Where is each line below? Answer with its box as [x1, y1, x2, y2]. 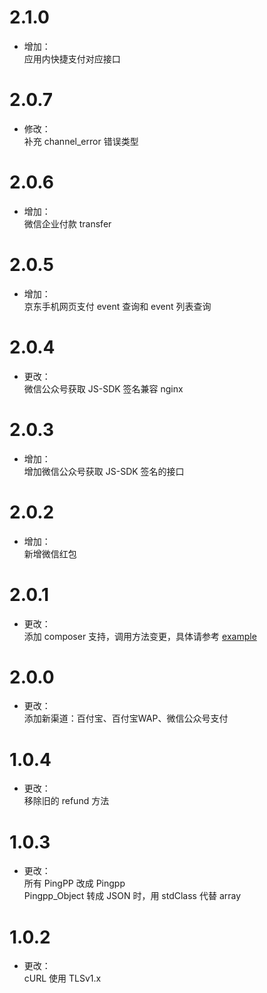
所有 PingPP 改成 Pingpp [23, 877, 126, 890]
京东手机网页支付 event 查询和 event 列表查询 [23, 300, 212, 312]
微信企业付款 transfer [23, 217, 112, 230]
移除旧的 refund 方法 [23, 795, 110, 807]
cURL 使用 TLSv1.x [23, 972, 102, 985]
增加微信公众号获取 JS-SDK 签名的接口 [23, 465, 185, 477]
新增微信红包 [23, 547, 77, 560]
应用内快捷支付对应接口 [23, 52, 121, 65]
